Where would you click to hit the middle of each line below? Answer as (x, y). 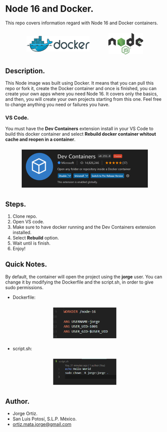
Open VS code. (28, 222)
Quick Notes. (26, 265)
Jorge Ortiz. (25, 414)
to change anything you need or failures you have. (58, 104)
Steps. (16, 204)
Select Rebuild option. (36, 238)
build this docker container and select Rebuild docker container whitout (81, 134)
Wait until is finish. (32, 243)
